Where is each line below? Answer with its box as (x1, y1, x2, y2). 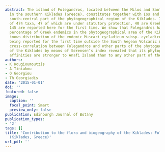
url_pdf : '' (5, 139, 29, 145)
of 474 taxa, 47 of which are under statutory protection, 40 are (9, 21, 148, 26)
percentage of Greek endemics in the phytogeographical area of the (9, 30, 153, 35)
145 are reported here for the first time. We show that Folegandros (9, 25, 155, 30)
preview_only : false (9, 107, 52, 113)
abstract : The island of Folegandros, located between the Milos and (5, 7, 151, 12)
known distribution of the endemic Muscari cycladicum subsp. (9, 35, 139, 40)
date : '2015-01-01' (5, 80, 45, 85)
